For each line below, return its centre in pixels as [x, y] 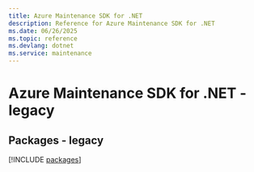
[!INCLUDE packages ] [45, 159]
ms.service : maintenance [50, 53]
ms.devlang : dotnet [41, 46]
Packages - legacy [56, 140]
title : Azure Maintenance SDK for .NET [76, 16]
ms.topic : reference [43, 38]
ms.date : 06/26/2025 [43, 31]
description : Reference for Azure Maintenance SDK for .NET [112, 23]
